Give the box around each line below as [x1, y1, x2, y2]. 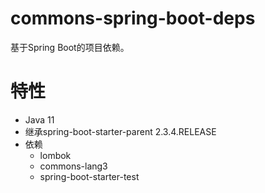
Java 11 [24, 113, 55, 126]
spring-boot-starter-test [39, 170, 140, 182]
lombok [39, 149, 72, 161]
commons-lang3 [39, 160, 108, 172]
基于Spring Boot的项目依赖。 [10, 41, 130, 53]
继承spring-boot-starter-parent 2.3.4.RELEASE [24, 125, 217, 137]
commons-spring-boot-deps [10, 7, 256, 30]
